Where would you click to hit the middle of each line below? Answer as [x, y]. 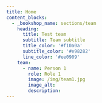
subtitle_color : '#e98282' [56, 51]
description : [45, 91]
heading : [28, 29]
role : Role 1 [45, 74]
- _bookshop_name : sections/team [54, 23]
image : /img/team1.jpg [57, 79]
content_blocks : [27, 18]
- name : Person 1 [44, 68]
